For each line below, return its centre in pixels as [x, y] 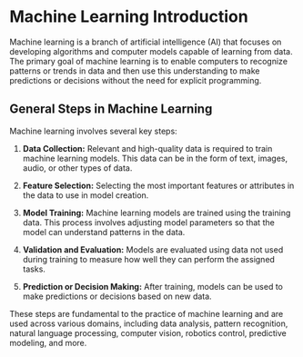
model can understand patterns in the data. [104, 232]
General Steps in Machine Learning [111, 109]
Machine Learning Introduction [129, 17]
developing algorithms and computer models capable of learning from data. [151, 51]
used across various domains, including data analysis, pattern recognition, [149, 323]
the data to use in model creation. [86, 195]
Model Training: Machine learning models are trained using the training [157, 213]
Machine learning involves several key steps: [93, 131]
